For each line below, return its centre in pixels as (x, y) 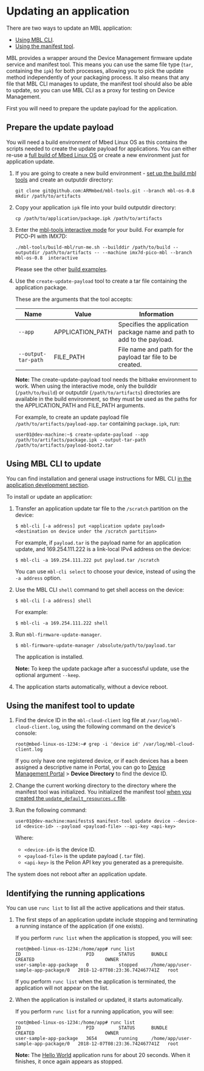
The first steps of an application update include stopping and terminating (106, 920)
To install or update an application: (49, 496)
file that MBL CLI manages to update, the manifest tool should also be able (99, 84)
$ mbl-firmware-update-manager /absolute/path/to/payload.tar (95, 645)
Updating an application (68, 11)
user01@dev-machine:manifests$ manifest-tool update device (93, 821)
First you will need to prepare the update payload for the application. (92, 108)
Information (157, 314)
